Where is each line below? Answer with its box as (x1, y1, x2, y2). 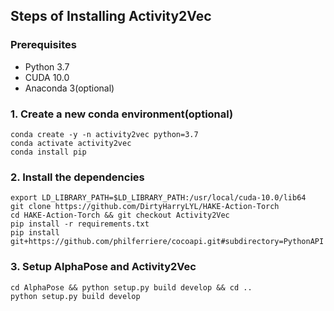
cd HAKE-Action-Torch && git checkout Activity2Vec (10, 210, 230, 221)
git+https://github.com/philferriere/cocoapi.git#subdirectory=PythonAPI (10, 237, 325, 247)
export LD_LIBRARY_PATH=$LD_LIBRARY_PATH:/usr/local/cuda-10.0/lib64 (10, 193, 307, 203)
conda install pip (10, 147, 87, 157)
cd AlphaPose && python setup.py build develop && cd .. (10, 282, 253, 293)
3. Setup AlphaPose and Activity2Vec (10, 260, 197, 274)
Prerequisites (10, 38, 77, 52)
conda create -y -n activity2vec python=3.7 (10, 129, 199, 139)
